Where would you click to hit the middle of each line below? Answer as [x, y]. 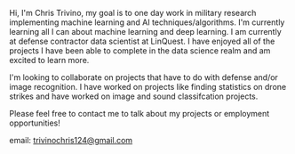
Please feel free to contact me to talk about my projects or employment [140, 113]
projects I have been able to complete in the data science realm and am [140, 51]
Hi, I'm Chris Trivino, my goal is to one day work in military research [133, 13]
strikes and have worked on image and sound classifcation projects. [134, 96]
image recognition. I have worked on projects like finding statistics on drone [148, 87]
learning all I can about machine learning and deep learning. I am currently [145, 32]
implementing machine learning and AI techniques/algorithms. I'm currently [147, 22]
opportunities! [35, 123]
